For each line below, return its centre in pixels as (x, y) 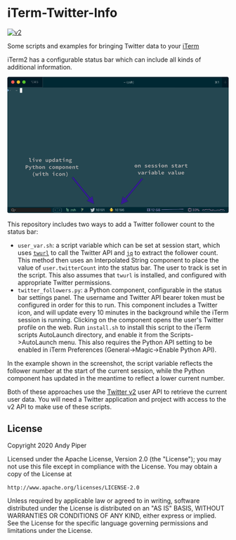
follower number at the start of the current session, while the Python (106, 371)
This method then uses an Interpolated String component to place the (118, 260)
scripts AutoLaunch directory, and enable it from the (93, 334)
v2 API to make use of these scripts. (60, 407)
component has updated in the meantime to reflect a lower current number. (116, 378)
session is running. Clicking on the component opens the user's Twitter (120, 320)
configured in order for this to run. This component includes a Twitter (117, 305)
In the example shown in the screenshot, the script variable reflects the (110, 363)
